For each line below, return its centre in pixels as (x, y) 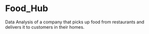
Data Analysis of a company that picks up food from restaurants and (75, 22)
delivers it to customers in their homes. (45, 27)
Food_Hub (27, 8)
